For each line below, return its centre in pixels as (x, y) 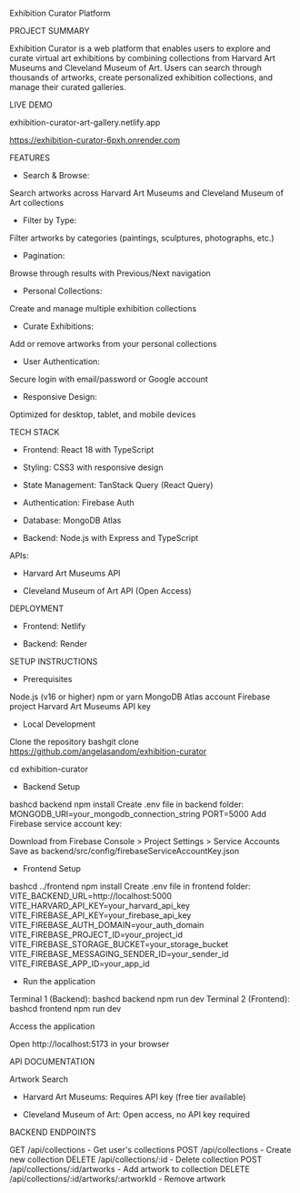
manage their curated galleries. (68, 87)
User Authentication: (61, 362)
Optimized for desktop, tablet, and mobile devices (103, 414)
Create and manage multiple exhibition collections (103, 308)
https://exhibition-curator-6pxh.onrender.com (95, 140)
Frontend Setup (52, 868)
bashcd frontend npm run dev (65, 1009)
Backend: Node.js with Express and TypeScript (110, 538)
